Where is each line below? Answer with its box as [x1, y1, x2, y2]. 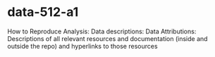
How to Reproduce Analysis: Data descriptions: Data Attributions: [7, 27, 197, 35]
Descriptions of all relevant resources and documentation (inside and [7, 34, 208, 42]
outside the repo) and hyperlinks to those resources [7, 42, 158, 50]
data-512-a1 [7, 4, 79, 20]
